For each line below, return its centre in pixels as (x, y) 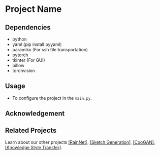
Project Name (33, 9)
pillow (18, 65)
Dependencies (28, 27)
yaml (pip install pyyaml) (37, 44)
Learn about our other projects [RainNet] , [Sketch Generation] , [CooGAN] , (80, 142)
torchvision (24, 71)
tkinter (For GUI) (29, 60)
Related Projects (31, 130)
